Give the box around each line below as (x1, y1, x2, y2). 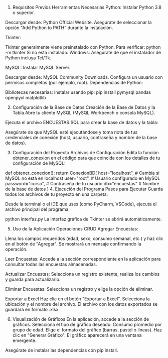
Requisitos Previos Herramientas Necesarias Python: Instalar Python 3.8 (12, 5, 162, 10)
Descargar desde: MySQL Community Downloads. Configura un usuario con (5, 74, 163, 80)
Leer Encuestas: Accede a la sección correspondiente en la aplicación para (5, 256, 161, 262)
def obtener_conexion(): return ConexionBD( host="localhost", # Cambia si (5, 170, 159, 176)
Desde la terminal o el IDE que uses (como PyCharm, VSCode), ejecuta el (5, 201, 157, 207)
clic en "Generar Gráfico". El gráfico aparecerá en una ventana (12, 332, 142, 338)
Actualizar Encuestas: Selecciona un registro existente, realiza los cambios (5, 271, 160, 277)
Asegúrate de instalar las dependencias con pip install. (5, 347, 118, 353)
